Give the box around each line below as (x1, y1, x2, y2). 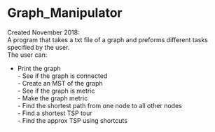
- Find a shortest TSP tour (17, 109, 92, 117)
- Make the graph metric (17, 93, 88, 103)
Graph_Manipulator (7, 5, 123, 21)
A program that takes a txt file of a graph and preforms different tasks (7, 35, 208, 44)
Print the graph (17, 64, 61, 72)
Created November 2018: (7, 28, 80, 37)
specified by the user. (7, 43, 70, 51)
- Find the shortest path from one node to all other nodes (17, 101, 182, 110)
